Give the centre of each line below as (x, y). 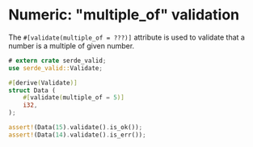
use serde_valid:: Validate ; (56, 68)
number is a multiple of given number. (72, 45)
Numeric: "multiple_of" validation (124, 15)
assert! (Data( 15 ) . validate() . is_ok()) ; (76, 128)
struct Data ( (32, 90)
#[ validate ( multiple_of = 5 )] (74, 98)
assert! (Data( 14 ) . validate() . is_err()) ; (78, 135)
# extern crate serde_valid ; (57, 61)
